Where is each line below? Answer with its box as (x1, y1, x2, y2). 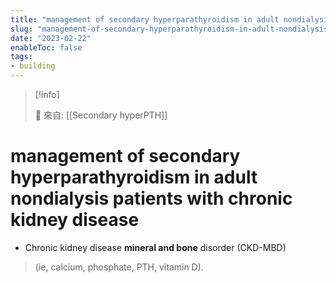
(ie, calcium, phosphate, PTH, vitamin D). (34, 261, 204, 273)
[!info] (34, 89, 60, 100)
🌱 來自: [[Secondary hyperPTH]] (34, 109, 168, 121)
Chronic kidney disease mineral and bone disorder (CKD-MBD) (24, 241, 287, 253)
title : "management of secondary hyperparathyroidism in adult (10, 14, 280, 25)
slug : (10, 24, 33, 34)
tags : (10, 52, 33, 62)
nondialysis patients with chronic (10, 187, 293, 210)
